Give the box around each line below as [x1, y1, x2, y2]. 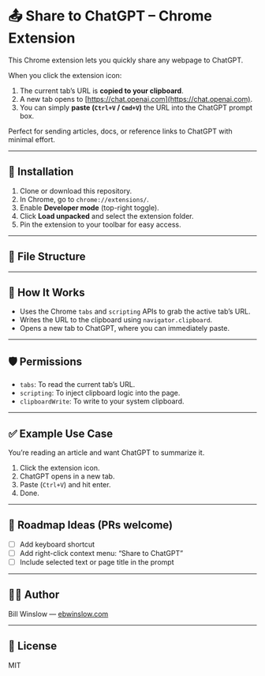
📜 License [8, 640, 58, 653]
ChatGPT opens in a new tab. [19, 471, 115, 481]
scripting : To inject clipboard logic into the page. [19, 389, 181, 398]
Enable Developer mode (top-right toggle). [19, 203, 159, 212]
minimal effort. [8, 134, 55, 144]
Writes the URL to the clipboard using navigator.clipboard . [19, 315, 213, 325]
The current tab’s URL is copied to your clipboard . [19, 85, 184, 96]
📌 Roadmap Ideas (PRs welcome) [8, 519, 174, 532]
